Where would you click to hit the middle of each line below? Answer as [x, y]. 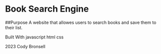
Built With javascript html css [34, 37]
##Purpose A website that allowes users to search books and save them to [81, 22]
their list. [14, 27]
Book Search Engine [47, 9]
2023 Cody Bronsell [25, 46]
